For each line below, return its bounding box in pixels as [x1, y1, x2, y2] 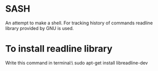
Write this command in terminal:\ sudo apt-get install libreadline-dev [5, 59, 148, 66]
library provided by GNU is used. [5, 25, 74, 31]
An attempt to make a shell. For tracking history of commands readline [5, 20, 153, 26]
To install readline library [5, 43, 113, 55]
